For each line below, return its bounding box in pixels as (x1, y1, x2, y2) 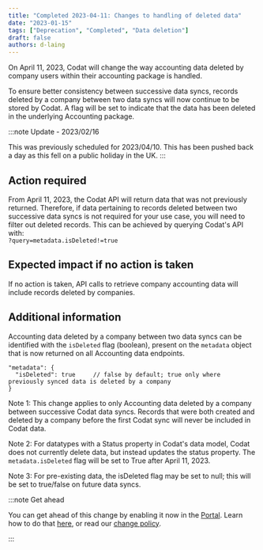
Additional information (8, 310, 122, 324)
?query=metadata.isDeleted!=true (8, 237, 118, 245)
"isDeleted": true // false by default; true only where (15, 370, 221, 378)
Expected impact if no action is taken (8, 258, 194, 271)
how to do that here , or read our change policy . (8, 518, 162, 528)
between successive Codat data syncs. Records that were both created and (8, 407, 255, 416)
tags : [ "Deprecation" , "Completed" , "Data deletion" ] (8, 26, 190, 34)
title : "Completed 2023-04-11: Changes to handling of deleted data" (8, 11, 242, 20)
